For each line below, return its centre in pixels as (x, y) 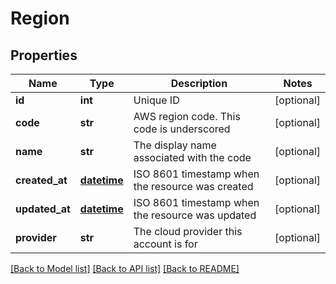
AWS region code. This (187, 116)
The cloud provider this (188, 231)
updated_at (43, 209)
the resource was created (193, 186)
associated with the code (192, 157)
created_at (41, 180)
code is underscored (182, 129)
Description (199, 83)
